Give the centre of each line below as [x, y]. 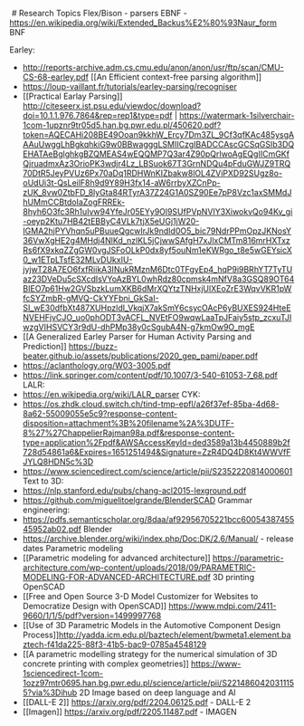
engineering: [46, 510]
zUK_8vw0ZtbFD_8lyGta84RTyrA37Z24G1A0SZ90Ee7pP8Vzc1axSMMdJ [157, 192]
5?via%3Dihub [50, 693]
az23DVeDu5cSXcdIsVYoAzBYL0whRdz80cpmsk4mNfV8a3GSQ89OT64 [158, 279]
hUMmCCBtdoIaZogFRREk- [74, 202]
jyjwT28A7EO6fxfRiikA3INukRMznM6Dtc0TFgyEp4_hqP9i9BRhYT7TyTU [157, 269]
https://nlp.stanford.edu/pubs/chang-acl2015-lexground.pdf [134, 491]
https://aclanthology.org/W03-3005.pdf [96, 365]
